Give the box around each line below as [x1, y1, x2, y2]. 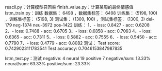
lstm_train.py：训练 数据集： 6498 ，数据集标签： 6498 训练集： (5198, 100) [5, 10, 158, 16]
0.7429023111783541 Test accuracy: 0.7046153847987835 [5, 46, 123, 51]
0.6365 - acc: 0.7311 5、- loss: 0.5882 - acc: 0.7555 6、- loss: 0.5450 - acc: [5, 34, 158, 40]
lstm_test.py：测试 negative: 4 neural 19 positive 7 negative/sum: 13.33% [5, 56, 151, 61]
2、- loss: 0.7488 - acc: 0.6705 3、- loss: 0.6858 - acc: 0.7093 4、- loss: [5, 28, 152, 34]
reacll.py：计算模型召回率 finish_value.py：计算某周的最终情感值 [5, 4, 133, 10]
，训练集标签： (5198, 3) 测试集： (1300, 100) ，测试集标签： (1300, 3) [5, 16, 146, 22]
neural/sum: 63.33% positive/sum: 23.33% [5, 61, 91, 66]
